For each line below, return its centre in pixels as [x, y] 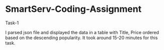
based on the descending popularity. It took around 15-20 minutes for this [81, 38]
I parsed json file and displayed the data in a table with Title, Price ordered [82, 32]
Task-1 [12, 23]
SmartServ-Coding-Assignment [73, 9]
